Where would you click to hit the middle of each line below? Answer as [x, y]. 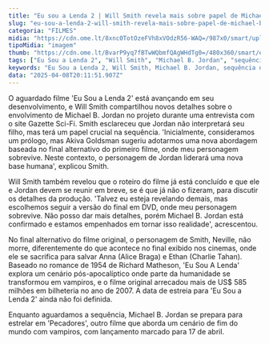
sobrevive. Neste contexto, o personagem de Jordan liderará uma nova [126, 158]
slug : [17, 23]
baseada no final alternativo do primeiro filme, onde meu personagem [123, 149]
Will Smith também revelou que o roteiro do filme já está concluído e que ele [134, 182]
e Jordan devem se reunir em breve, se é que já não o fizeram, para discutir [133, 190]
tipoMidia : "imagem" [43, 46]
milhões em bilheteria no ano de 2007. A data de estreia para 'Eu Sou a [125, 290]
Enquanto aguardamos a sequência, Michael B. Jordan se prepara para [125, 314]
